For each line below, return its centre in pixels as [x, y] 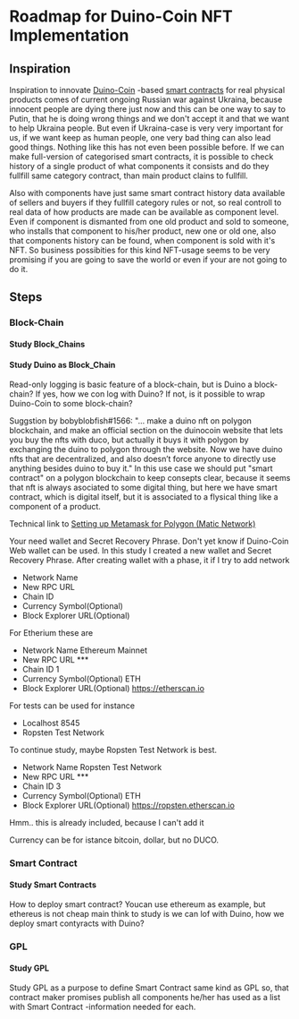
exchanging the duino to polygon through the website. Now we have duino [146, 450]
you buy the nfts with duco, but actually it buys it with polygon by [129, 440]
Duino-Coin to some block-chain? [71, 404]
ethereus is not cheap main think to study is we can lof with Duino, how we [147, 914]
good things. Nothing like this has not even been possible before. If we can [147, 147]
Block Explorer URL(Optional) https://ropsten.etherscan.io [128, 805]
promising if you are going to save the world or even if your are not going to [148, 260]
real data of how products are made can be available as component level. [144, 212]
